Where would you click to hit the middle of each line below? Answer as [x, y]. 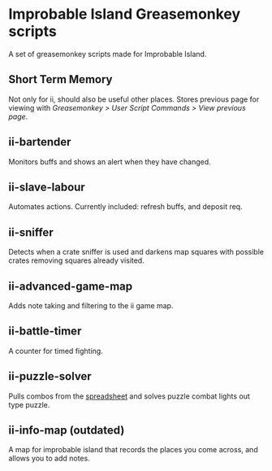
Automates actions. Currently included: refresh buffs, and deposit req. [125, 207]
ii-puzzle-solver [50, 376]
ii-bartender [40, 142]
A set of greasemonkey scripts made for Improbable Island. [108, 54]
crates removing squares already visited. [76, 260]
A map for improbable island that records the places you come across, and [133, 450]
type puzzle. [29, 404]
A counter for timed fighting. [56, 351]
